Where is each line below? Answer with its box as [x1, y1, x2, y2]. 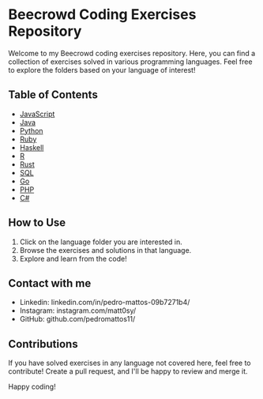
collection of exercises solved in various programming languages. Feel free [8, 57, 253, 66]
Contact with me [8, 277, 92, 290]
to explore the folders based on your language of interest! [8, 65, 196, 74]
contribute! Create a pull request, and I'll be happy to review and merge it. [8, 367, 248, 376]
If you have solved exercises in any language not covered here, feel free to [8, 358, 251, 368]
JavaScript [19, 109, 55, 119]
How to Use [8, 216, 66, 230]
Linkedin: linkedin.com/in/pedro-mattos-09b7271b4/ [19, 298, 190, 307]
